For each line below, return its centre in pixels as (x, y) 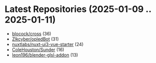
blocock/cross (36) (31, 33)
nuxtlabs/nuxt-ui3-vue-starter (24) (48, 44)
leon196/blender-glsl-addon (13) (45, 55)
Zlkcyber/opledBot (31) (35, 39)
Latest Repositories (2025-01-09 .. (78, 9)
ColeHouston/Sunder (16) (38, 49)
